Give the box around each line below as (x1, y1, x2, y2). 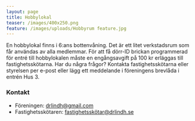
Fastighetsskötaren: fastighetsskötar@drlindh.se (14, 108, 134, 115)
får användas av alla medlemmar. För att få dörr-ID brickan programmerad (6, 48, 188, 55)
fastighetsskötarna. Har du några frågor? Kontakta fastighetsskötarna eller (6, 61, 189, 68)
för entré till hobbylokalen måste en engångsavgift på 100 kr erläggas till (6, 54, 184, 61)
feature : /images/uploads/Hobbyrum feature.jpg (6, 25, 127, 32)
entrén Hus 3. (6, 73, 40, 80)
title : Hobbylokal (6, 14, 52, 20)
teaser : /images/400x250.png (6, 20, 79, 26)
